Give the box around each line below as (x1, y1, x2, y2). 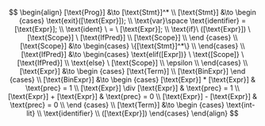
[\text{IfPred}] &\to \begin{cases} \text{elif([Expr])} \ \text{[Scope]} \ (21, 50, 244, 59)
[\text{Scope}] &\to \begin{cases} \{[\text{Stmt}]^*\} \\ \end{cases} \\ (20, 41, 245, 51)
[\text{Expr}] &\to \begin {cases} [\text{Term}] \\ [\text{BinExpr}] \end (19, 67, 246, 75)
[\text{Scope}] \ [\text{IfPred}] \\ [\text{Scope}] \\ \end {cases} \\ (26, 32, 239, 42)
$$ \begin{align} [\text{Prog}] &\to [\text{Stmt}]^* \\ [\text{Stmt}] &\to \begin (8, 8, 257, 17)
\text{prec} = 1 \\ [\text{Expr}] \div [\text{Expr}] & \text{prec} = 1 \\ (25, 83, 240, 93)
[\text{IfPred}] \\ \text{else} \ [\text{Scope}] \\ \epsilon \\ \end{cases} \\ (17, 58, 248, 67)
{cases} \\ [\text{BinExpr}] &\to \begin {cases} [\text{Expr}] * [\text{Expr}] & (10, 75, 255, 84)
